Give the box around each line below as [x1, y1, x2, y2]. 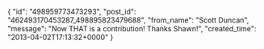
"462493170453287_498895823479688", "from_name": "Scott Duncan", [7, 15, 249, 25]
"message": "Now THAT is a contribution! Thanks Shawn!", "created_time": [7, 24, 257, 33]
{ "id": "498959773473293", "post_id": [7, 7, 136, 16]
